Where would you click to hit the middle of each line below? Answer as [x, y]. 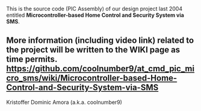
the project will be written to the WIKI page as [93, 50]
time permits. [32, 59]
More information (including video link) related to [100, 41]
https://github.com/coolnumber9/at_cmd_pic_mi [100, 69]
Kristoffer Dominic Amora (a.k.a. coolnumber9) [64, 102]
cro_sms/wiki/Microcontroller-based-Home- [92, 78]
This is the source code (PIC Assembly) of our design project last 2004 [94, 9]
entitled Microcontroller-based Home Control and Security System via [95, 15]
